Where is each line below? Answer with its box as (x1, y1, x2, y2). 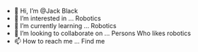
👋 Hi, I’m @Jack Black (13, 7, 78, 15)
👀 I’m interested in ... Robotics (13, 14, 101, 22)
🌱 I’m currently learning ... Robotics (13, 22, 117, 30)
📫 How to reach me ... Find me (13, 37, 105, 45)
